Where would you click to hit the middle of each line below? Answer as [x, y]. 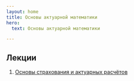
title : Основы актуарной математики [52, 17]
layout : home [22, 12]
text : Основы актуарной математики [56, 28]
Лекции [22, 57]
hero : [13, 23]
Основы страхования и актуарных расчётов [71, 72]
